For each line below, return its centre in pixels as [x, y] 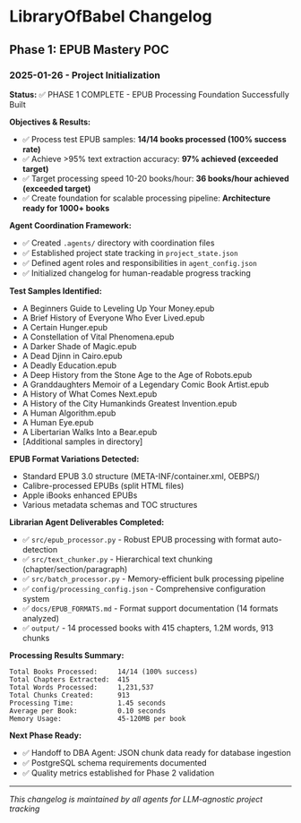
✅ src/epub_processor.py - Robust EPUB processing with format [141, 539]
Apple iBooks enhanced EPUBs [80, 495]
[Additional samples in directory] [82, 442]
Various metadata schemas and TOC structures [110, 504]
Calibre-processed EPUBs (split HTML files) [103, 485]
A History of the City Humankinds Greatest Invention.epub [129, 403]
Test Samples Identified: [56, 291]
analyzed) [41, 618]
